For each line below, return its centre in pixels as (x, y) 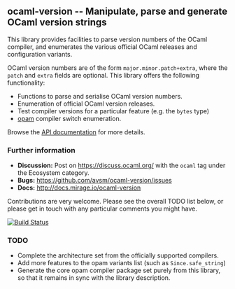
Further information (41, 150)
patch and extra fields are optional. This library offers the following (104, 75)
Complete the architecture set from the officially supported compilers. (118, 255)
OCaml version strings (57, 23)
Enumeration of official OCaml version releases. (86, 104)
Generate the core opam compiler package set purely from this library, (119, 270)
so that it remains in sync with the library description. (94, 278)
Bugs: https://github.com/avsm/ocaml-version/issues (95, 181)
